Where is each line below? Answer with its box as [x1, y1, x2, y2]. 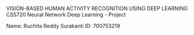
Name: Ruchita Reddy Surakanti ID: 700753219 [6, 23, 120, 29]
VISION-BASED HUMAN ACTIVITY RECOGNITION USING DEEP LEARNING [6, 5, 188, 12]
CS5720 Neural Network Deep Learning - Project [6, 11, 126, 18]
